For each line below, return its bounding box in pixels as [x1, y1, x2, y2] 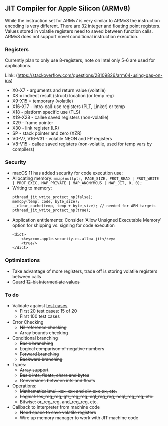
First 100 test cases [19, 313, 60, 319]
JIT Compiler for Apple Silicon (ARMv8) [5, 4, 131, 13]
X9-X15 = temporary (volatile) [12, 98, 73, 104]
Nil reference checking [19, 324, 67, 330]
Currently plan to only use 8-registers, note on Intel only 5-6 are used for [5, 57, 155, 63]
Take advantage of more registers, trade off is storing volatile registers [12, 268, 158, 274]
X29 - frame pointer [12, 120, 54, 126]
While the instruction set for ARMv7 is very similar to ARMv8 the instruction [5, 17, 160, 23]
